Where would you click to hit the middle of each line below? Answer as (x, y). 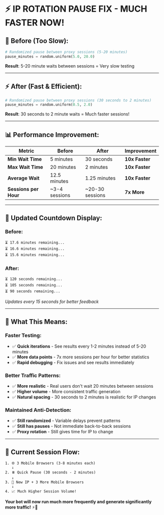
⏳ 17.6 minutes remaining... (35, 242)
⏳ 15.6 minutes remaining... (35, 255)
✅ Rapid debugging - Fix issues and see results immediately (73, 362)
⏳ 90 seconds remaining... (33, 291)
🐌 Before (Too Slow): (37, 41)
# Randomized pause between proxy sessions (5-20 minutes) (66, 52)
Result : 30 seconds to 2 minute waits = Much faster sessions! (67, 114)
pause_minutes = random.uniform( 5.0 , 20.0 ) (50, 56)
